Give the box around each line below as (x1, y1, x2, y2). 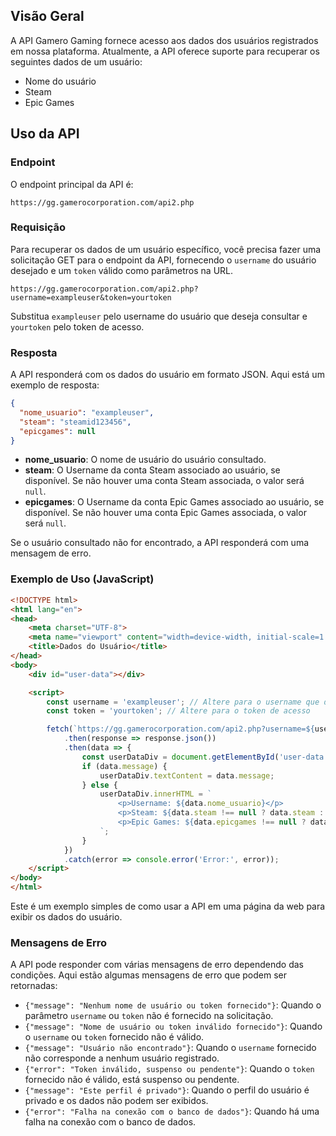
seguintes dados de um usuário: (10, 55, 143, 68)
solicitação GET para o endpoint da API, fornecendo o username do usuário (10, 254, 317, 266)
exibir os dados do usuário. (10, 911, 123, 923)
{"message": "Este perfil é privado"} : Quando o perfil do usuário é (24, 1084, 310, 1096)
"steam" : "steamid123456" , (19, 417, 132, 427)
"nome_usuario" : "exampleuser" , (19, 407, 155, 418)
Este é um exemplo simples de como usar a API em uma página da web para (10, 900, 326, 913)
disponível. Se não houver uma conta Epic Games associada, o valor (24, 507, 307, 519)
